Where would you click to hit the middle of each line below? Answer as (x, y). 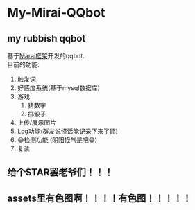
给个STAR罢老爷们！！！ (60, 172)
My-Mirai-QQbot (56, 13)
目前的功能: (24, 64)
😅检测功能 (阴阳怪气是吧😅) (57, 140)
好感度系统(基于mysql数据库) (59, 88)
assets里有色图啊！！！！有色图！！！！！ (100, 198)
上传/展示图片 (37, 122)
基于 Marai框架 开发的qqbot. (46, 56)
